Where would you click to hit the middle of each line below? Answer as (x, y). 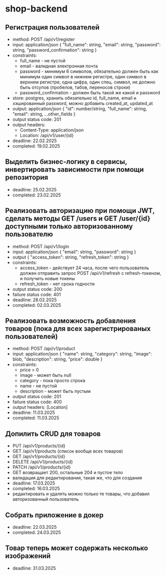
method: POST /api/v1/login (41, 246)
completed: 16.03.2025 (36, 489)
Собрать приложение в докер (54, 515)
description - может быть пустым (55, 391)
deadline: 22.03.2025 (34, 527)
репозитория (27, 178)
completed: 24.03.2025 (36, 532)
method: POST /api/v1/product (44, 349)
